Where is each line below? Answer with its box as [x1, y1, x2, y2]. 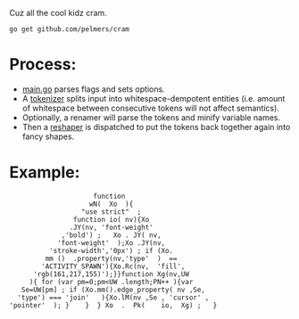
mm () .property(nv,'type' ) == [45, 254, 178, 263]
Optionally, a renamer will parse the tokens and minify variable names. [21, 111, 281, 123]
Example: [9, 162, 80, 183]
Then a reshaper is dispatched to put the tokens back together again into [21, 121, 291, 132]
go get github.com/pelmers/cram [9, 25, 129, 34]
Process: [9, 54, 77, 75]
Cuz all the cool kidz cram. [9, 8, 107, 18]
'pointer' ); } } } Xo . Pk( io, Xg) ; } [9, 300, 218, 310]
